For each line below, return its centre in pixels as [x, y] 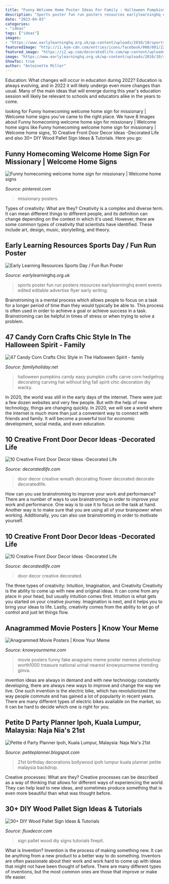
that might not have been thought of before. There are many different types [83, 866]
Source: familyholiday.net [32, 367]
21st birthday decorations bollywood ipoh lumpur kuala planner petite [89, 762]
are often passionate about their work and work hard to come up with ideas [83, 861]
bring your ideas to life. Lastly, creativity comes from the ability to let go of [82, 607]
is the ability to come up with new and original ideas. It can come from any [82, 591]
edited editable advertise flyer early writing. [63, 290]
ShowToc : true [20, 61]
